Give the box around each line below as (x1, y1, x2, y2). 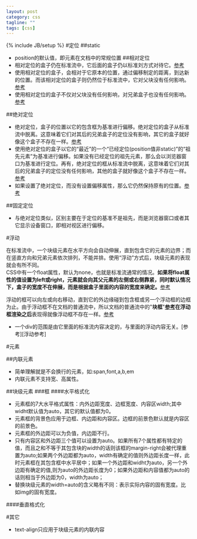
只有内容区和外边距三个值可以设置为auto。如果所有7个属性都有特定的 (14, 437, 183, 444)
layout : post (6, 8, 38, 15)
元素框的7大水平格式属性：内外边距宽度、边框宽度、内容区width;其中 (14, 400, 182, 407)
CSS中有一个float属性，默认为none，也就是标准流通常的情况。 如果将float (6, 269, 185, 276)
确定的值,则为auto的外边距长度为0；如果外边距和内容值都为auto (30, 467, 185, 474)
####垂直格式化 (6, 501, 45, 508)
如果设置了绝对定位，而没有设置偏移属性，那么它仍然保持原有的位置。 (14, 182, 185, 189)
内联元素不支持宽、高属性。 (14, 376, 82, 383)
